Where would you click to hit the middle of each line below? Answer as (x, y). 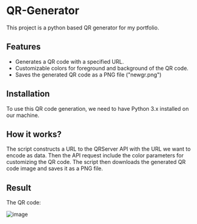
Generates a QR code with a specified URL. (69, 61)
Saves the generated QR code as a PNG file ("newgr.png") (88, 75)
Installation (28, 94)
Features (23, 47)
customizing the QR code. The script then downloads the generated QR (96, 162)
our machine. (23, 115)
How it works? (34, 134)
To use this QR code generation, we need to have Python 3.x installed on (98, 108)
